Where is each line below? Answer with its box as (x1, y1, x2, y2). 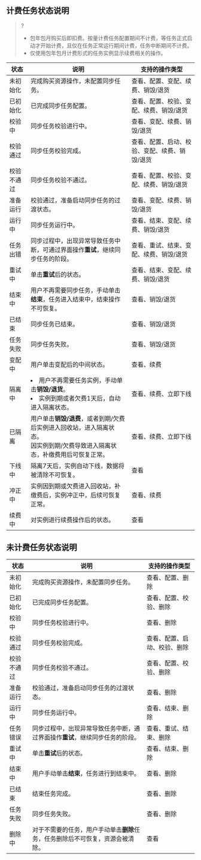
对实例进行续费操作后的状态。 (31, 516, 115, 524)
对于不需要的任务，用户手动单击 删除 (32, 825, 135, 834)
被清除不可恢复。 (31, 471, 79, 479)
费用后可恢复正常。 (54, 450, 109, 459)
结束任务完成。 (32, 789, 75, 798)
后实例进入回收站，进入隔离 (31, 423, 109, 432)
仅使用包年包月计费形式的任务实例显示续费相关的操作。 (29, 49, 166, 56)
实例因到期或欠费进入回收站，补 (31, 482, 121, 490)
